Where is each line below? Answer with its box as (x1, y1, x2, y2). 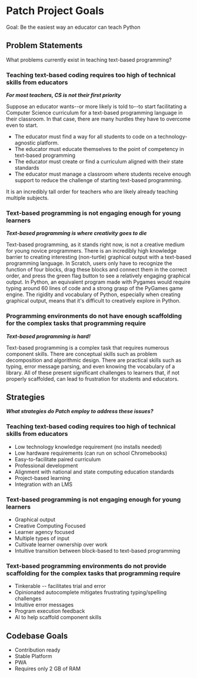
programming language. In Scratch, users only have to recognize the (6, 260, 172, 267)
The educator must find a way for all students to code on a (14, 133, 157, 140)
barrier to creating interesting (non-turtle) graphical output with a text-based (6, 254, 192, 261)
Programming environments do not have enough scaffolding (6, 312, 182, 320)
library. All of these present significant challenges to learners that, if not (6, 369, 180, 376)
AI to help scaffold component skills (14, 614, 102, 621)
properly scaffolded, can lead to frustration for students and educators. (6, 375, 179, 382)
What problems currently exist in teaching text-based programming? (6, 56, 172, 63)
